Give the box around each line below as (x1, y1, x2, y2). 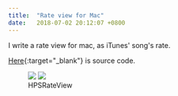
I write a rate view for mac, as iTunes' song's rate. (8, 40, 171, 50)
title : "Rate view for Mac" (8, 11, 104, 20)
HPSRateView (28, 80, 73, 90)
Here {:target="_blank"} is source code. (8, 56, 136, 65)
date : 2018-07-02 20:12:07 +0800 (8, 19, 126, 27)
